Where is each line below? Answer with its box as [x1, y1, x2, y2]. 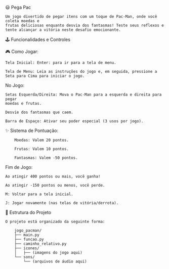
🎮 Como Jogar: [5, 49, 39, 55]
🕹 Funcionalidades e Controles [5, 36, 71, 42]
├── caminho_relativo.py [14, 241, 67, 246]
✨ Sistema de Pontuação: [5, 127, 59, 133]
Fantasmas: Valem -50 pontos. [14, 155, 78, 160]
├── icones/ [14, 246, 39, 251]
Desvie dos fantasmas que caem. [5, 110, 73, 115]
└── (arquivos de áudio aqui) [23, 259, 87, 264]
